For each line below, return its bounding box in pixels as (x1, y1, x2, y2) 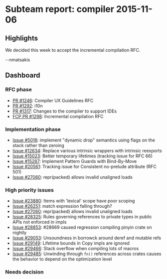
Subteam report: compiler (5, 3, 115, 15)
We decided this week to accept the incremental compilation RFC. (5, 47, 141, 53)
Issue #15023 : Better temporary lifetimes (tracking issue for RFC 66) (12, 153, 153, 159)
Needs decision (5, 269, 44, 276)
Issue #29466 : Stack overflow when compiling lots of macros (12, 246, 139, 252)
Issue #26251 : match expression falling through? (12, 203, 112, 209)
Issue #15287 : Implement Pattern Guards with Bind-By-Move (12, 158, 137, 164)
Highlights (5, 34, 38, 42)
